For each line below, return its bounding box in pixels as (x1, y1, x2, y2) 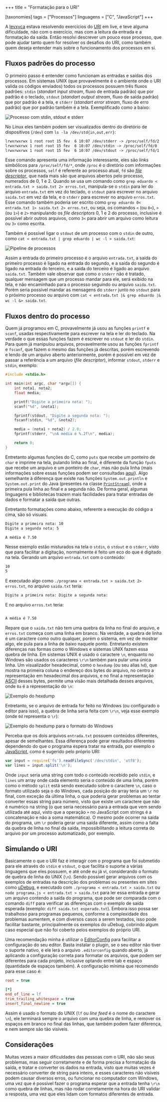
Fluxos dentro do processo (5, 312, 90, 320)
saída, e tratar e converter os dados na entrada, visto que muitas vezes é (5, 1064, 156, 1071)
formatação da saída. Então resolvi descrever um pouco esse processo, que (5, 34, 162, 40)
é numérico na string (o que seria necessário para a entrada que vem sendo (5, 804, 162, 810)
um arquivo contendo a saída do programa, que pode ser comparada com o (5, 895, 161, 901)
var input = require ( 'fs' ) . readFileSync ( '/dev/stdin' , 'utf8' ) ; (5, 758, 142, 763)
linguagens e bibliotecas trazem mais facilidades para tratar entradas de (5, 491, 154, 497)
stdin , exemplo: (5, 362, 38, 369)
